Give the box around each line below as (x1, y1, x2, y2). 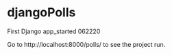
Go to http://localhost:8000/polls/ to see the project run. (7, 40, 166, 48)
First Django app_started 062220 (7, 27, 101, 35)
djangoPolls (7, 5, 76, 20)
